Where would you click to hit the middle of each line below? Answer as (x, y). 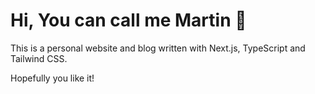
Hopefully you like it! (52, 78)
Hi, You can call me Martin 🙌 (128, 20)
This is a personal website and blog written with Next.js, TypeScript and (158, 48)
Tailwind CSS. (39, 58)
